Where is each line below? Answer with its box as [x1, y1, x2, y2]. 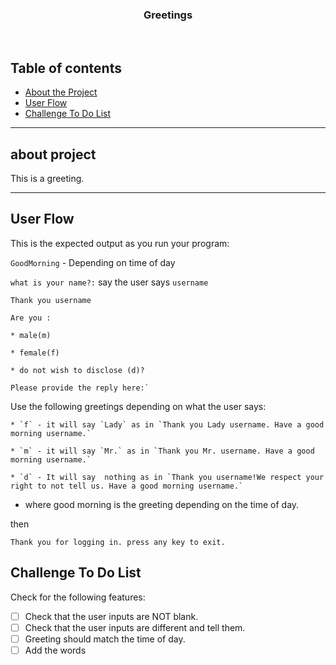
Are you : [10, 313, 52, 323]
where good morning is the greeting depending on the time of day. [24, 498, 300, 510]
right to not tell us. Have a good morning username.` [10, 481, 244, 491]
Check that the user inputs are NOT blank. [24, 610, 199, 622]
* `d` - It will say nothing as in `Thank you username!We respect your [10, 472, 325, 482]
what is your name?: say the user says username [10, 276, 209, 288]
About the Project [24, 86, 98, 98]
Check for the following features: [10, 591, 146, 603]
